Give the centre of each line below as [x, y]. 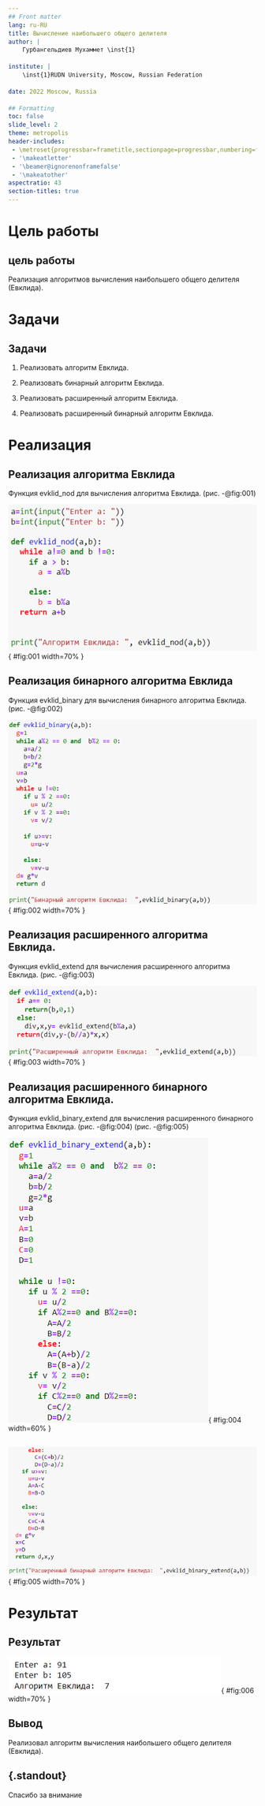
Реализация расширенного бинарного [108, 1087]
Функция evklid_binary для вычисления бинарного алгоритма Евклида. [127, 700]
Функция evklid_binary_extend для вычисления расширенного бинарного [131, 1118]
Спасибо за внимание [45, 1795]
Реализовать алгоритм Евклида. [74, 368]
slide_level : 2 [33, 125]
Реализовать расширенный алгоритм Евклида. [99, 398]
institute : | [30, 67]
